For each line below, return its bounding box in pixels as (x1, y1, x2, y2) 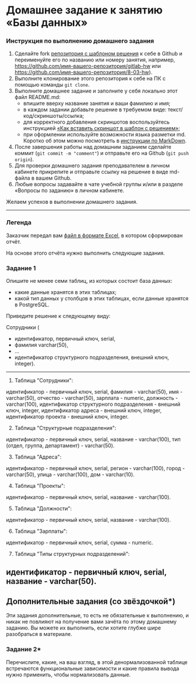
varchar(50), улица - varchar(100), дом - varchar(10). (6, 471, 135, 478)
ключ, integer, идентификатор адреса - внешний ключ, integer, (6, 407, 162, 414)
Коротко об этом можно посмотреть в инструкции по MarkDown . (23, 137, 187, 144)
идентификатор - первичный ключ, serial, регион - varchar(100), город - (6, 465, 185, 472)
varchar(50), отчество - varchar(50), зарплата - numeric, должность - (6, 395, 178, 402)
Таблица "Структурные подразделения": (14, 425, 117, 432)
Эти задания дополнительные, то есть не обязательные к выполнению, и (6, 612, 189, 619)
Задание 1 (6, 264, 36, 272)
